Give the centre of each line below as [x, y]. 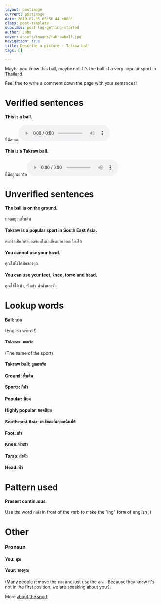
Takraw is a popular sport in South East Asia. [51, 230]
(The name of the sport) [29, 353]
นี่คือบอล [12, 140]
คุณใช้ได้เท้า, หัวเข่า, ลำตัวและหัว [31, 286]
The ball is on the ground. [31, 208]
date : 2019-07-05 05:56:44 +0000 [39, 19]
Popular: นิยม [18, 399]
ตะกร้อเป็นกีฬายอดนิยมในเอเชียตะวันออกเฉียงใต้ [43, 241]
